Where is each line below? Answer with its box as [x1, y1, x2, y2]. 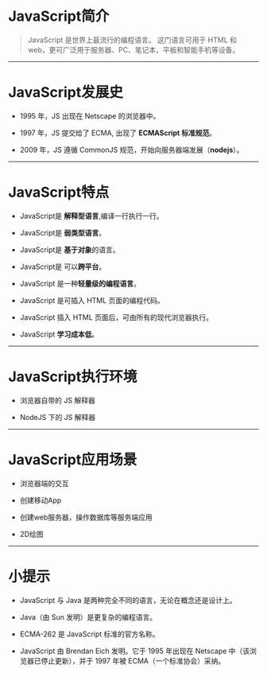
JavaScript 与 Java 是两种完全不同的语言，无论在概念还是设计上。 [19, 595, 237, 605]
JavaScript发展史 [8, 84, 123, 102]
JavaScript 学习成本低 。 [19, 329, 99, 339]
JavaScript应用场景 [8, 450, 137, 469]
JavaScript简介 [8, 7, 110, 25]
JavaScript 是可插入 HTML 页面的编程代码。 [19, 295, 164, 305]
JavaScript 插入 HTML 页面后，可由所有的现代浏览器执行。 [19, 312, 213, 322]
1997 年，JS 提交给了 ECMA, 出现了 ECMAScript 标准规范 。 [19, 128, 217, 138]
